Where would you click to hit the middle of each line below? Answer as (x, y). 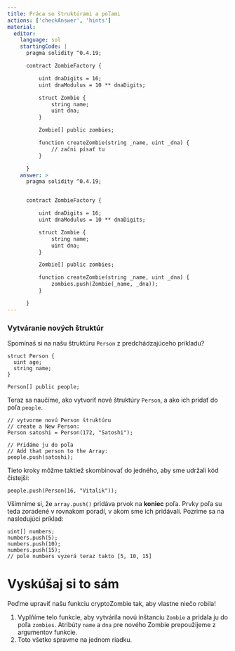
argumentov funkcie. (47, 632)
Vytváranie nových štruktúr (55, 328)
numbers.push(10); (34, 544)
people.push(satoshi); (40, 457)
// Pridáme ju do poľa (40, 445)
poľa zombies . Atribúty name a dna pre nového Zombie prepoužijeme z (116, 624)
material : (22, 27)
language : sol (40, 40)
